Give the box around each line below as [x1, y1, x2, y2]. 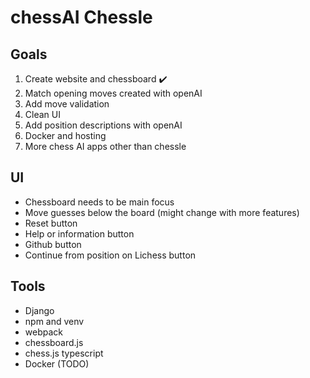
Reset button [24, 217, 78, 229]
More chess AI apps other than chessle [24, 141, 187, 152]
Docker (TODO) [24, 357, 90, 370]
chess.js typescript [24, 347, 104, 359]
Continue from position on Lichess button [24, 249, 197, 261]
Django [24, 304, 55, 316]
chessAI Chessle [10, 6, 153, 29]
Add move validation [24, 98, 110, 110]
